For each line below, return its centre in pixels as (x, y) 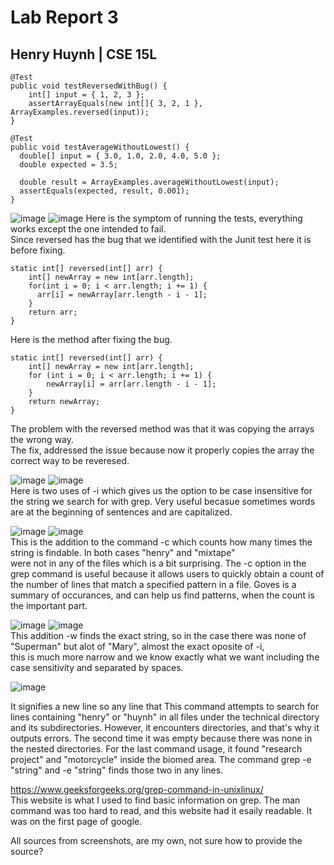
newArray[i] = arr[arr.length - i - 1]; (131, 384)
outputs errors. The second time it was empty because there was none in (161, 738)
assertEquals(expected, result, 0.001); (104, 191)
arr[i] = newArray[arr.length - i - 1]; (122, 295)
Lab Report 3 (64, 17)
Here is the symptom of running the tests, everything (194, 218)
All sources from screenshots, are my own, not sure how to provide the (156, 840)
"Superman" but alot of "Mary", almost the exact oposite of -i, (137, 646)
